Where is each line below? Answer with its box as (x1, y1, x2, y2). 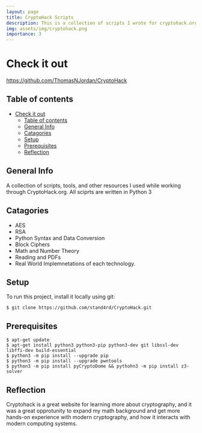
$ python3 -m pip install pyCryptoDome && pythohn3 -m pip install (6, 363, 179, 369)
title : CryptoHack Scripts (6, 14, 74, 20)
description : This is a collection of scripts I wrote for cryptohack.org (6, 20, 198, 26)
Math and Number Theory (14, 247, 80, 254)
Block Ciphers (14, 241, 50, 248)
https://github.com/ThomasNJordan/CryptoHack (6, 77, 127, 84)
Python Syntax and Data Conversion (14, 234, 105, 241)
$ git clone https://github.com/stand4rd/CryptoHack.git (6, 304, 152, 311)
